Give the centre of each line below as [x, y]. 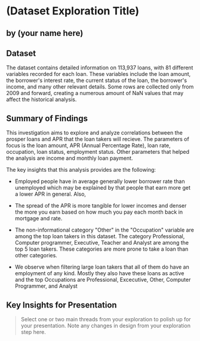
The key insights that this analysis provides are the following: [81, 170]
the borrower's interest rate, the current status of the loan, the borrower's [96, 80]
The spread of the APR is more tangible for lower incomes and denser [101, 206]
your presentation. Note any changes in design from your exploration [106, 326]
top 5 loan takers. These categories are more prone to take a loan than [101, 249]
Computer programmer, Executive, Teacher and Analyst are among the [102, 243]
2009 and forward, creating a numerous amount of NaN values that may [95, 93]
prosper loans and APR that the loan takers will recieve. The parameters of [98, 139]
